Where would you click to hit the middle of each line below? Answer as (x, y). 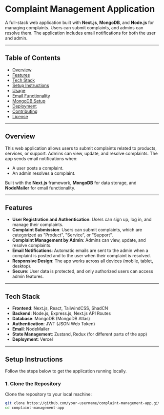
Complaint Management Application (80, 9)
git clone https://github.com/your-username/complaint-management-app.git (83, 403)
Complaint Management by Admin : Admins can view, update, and (79, 240)
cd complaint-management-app (35, 408)
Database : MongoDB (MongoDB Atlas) (51, 319)
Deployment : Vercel (32, 339)
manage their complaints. (38, 225)
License (20, 116)
